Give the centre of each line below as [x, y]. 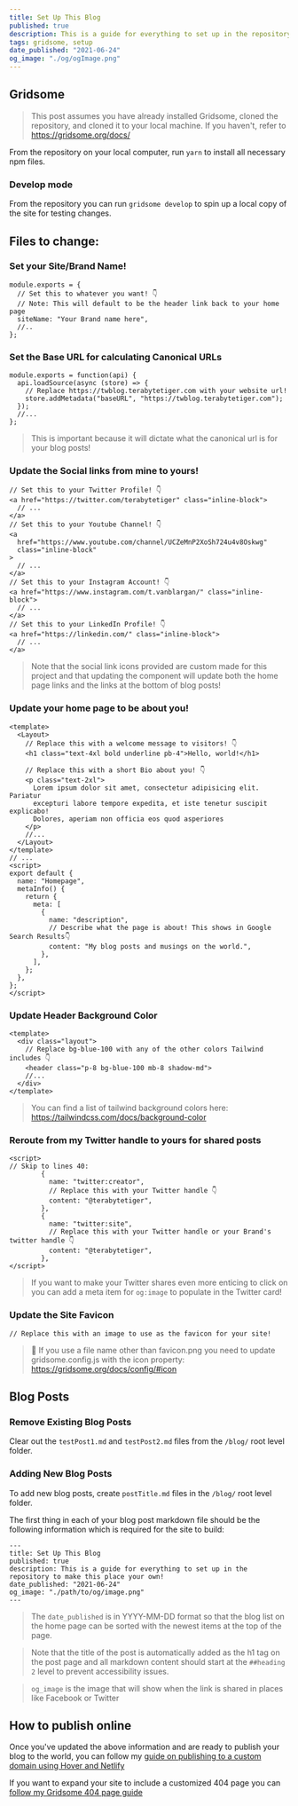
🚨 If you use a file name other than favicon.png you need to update [153, 1350]
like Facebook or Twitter [75, 1698]
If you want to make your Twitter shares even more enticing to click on [159, 1282]
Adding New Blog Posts [61, 1474]
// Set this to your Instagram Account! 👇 [90, 582]
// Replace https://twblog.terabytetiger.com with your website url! [157, 391]
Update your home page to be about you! [99, 708]
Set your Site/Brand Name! [68, 266]
